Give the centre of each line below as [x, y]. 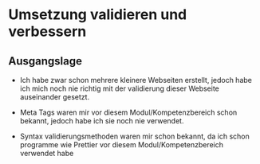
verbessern [47, 31]
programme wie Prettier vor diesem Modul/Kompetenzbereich [122, 144]
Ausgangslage [45, 61]
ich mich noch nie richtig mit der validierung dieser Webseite [119, 88]
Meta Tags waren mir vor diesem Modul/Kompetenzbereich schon [128, 112]
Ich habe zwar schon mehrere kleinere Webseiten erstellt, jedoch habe [136, 80]
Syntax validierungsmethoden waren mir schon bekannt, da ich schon [134, 136]
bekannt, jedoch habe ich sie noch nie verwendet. [102, 121]
